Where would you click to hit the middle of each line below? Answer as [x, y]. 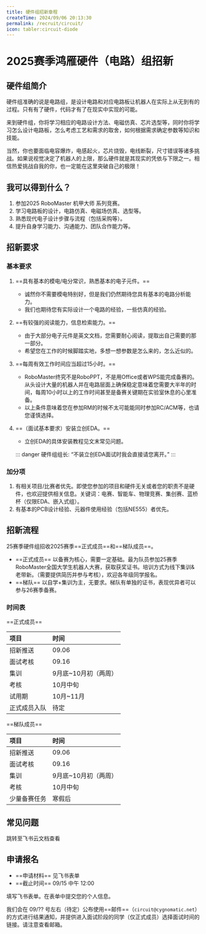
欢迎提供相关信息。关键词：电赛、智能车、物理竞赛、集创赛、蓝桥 [115, 494]
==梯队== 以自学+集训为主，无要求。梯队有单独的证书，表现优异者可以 [105, 582]
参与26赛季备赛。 [37, 590]
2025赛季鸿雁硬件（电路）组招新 [90, 61]
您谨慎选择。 [40, 415]
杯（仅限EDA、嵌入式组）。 [49, 502]
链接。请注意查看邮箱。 [36, 924]
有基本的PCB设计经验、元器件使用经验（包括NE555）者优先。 [94, 509]
